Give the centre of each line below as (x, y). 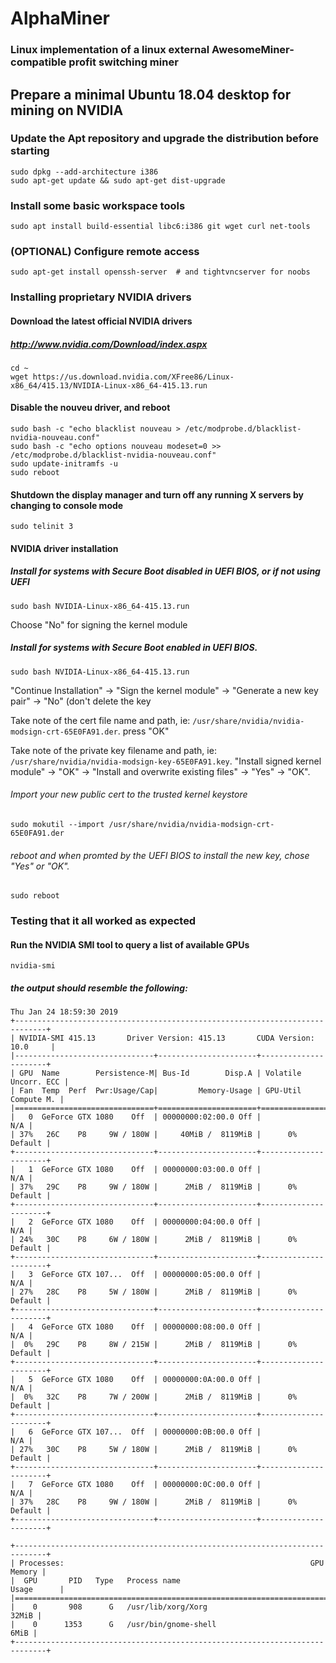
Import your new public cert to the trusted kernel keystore (129, 794)
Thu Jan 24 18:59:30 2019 (64, 1012)
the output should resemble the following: (99, 988)
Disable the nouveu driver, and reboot (90, 408)
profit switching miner (123, 62)
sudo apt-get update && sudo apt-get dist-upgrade (118, 180)
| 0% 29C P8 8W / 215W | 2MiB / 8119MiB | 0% (154, 1345)
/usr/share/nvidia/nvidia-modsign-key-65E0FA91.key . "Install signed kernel (166, 761)
